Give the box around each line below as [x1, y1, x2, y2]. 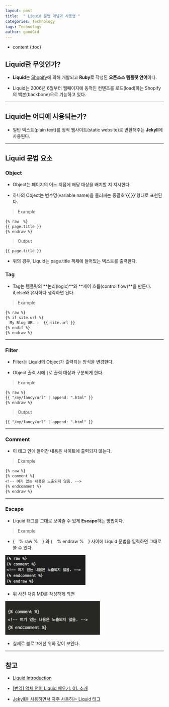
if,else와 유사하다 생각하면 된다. [12, 289, 75, 295]
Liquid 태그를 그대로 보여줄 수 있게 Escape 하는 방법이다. [12, 517, 124, 523]
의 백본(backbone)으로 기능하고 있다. [12, 91, 87, 97]
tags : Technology [5, 24, 42, 29]
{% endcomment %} [5, 484, 42, 489]
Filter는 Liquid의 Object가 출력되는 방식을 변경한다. [12, 359, 114, 365]
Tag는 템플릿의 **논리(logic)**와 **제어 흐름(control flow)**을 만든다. [12, 283, 152, 289]
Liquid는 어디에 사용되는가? [5, 112, 87, 121]
